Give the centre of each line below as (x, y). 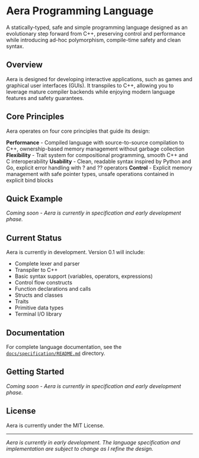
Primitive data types (39, 308)
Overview (25, 65)
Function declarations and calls (53, 289)
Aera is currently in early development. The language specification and (93, 442)
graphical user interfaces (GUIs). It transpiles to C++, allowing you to (90, 85)
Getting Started (35, 372)
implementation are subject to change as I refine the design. (80, 449)
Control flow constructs (44, 283)
